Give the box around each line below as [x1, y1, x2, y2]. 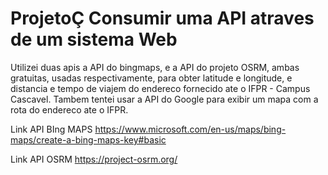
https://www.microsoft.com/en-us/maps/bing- [94, 123, 287, 135]
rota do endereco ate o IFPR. [10, 103, 129, 116]
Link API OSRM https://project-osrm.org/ [10, 153, 178, 165]
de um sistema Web [10, 28, 178, 51]
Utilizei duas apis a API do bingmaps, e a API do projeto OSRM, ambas [10, 61, 300, 73]
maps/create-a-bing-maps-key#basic [10, 133, 167, 146]
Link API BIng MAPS [10, 123, 93, 135]
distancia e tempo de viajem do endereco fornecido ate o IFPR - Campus [10, 82, 311, 94]
